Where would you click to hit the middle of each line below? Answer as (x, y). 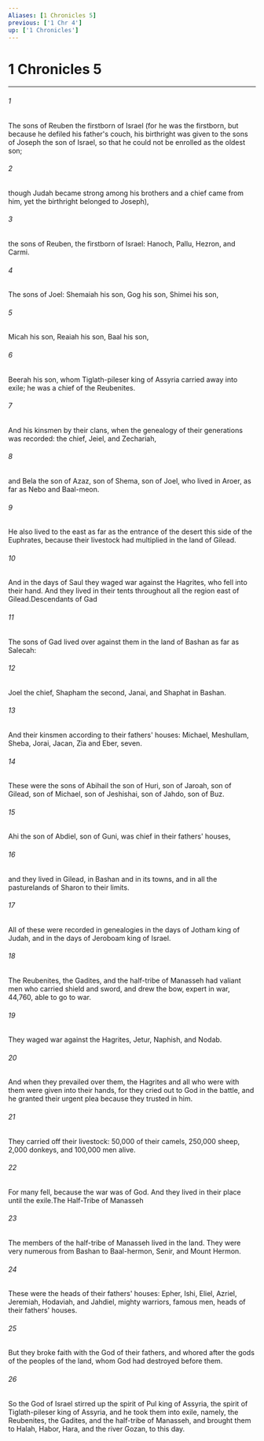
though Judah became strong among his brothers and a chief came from (126, 193)
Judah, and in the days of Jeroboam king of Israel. (90, 938)
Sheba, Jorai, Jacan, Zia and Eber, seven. (75, 743)
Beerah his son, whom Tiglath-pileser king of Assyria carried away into (123, 380)
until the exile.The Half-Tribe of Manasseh (76, 1200)
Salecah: (22, 650)
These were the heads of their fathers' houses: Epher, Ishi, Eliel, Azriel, (123, 1294)
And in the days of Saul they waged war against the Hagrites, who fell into (128, 583)
